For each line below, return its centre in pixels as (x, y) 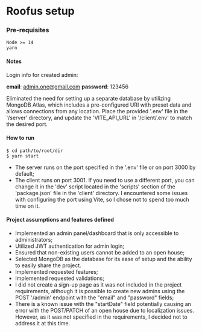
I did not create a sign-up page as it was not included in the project (98, 285)
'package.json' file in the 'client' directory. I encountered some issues (101, 193)
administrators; (34, 240)
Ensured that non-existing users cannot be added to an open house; (100, 253)
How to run (21, 138)
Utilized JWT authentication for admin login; (70, 246)
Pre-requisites (28, 30)
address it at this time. (43, 324)
